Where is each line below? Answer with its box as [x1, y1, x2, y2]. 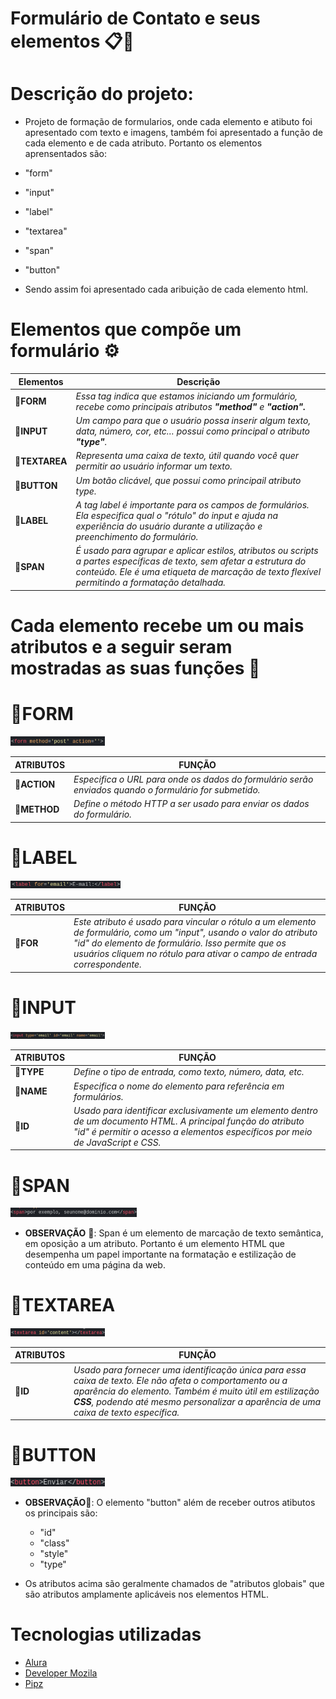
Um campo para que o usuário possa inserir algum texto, [75, 415, 312, 427]
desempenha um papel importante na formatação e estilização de [24, 1248, 297, 1260]
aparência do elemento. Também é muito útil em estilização [73, 1385, 320, 1397]
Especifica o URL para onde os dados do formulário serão [73, 773, 314, 785]
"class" [39, 1537, 70, 1549]
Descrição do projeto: [10, 83, 194, 106]
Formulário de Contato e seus [10, 7, 261, 30]
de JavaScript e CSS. [73, 1136, 162, 1148]
